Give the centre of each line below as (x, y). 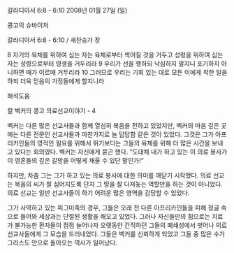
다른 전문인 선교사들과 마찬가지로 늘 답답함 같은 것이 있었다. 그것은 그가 (117, 134)
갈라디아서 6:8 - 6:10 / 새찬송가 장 (54, 40)
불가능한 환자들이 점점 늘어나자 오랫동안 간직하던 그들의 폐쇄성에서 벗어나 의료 (121, 225)
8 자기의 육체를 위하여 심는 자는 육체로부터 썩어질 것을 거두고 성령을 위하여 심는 (115, 55)
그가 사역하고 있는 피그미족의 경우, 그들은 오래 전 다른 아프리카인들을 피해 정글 (114, 208)
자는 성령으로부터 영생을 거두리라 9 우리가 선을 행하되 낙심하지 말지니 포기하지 (114, 64)
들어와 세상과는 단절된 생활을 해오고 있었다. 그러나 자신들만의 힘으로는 (115, 216)
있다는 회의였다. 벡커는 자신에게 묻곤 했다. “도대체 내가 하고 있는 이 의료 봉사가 (121, 152)
